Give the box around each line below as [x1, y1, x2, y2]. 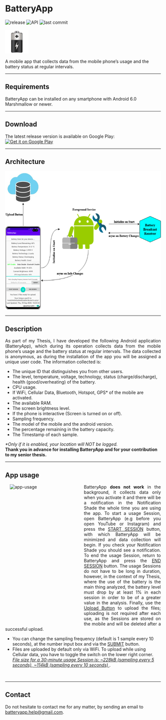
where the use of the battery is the [83, 579, 161, 585]
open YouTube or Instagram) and [83, 521, 161, 527]
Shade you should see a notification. [83, 547, 161, 553]
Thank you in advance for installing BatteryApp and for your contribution [5, 446, 158, 452]
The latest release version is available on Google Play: [5, 133, 115, 139]
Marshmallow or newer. [5, 101, 53, 107]
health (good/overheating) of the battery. [12, 379, 96, 385]
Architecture [5, 157, 45, 166]
